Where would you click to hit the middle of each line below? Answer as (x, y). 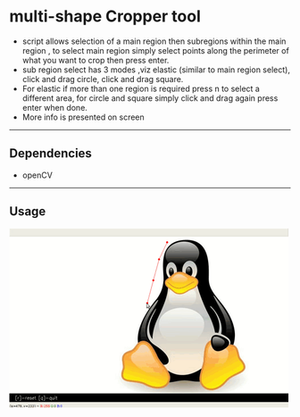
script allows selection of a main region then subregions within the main (154, 41)
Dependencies (50, 154)
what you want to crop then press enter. (96, 60)
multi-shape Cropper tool (105, 17)
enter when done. (54, 107)
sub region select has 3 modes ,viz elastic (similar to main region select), (156, 70)
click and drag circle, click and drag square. (103, 79)
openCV (37, 175)
